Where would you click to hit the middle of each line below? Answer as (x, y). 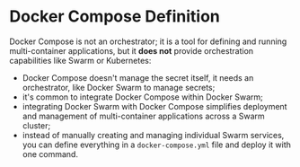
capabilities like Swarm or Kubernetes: (80, 60)
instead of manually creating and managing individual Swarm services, (153, 135)
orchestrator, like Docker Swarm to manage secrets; (119, 87)
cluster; (36, 125)
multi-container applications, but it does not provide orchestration (132, 50)
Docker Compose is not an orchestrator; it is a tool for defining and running (148, 41)
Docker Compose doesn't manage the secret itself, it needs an (138, 77)
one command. (50, 154)
